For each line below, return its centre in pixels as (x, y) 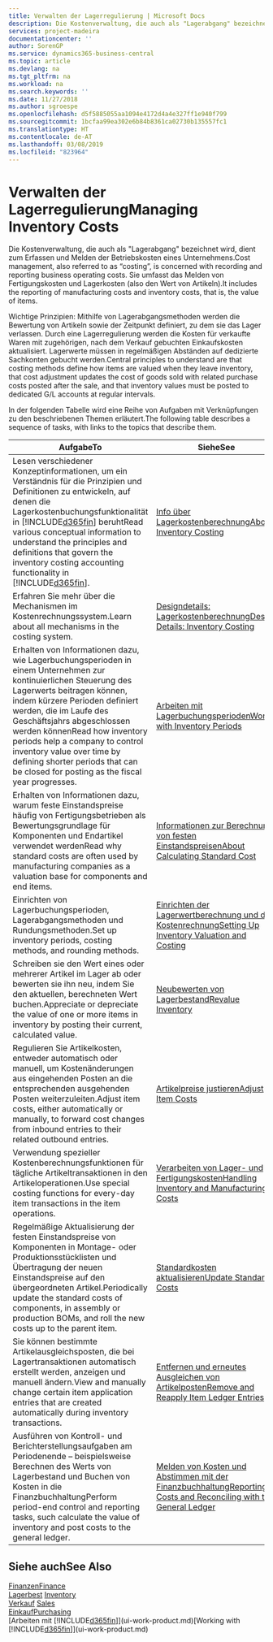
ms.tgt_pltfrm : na (39, 76)
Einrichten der (182, 905)
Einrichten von (40, 900)
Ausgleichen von (188, 1377)
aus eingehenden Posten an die (73, 1079)
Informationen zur (190, 825)
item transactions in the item (66, 1203)
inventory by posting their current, (78, 1025)
